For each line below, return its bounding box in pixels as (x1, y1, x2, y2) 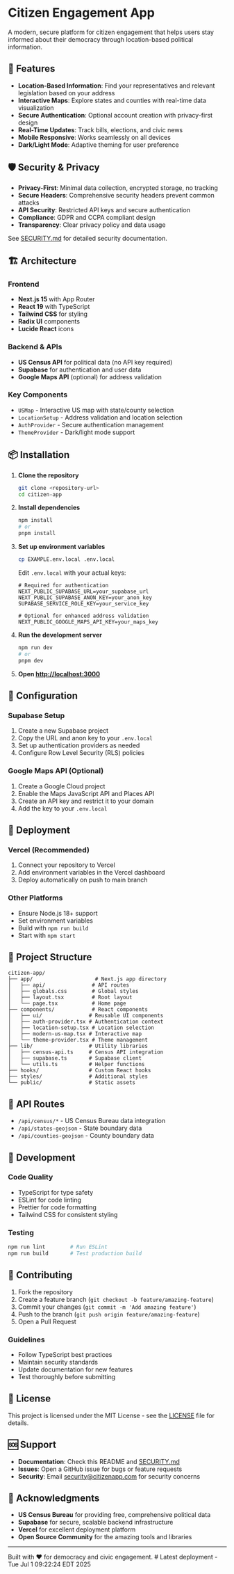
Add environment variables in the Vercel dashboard (17, 868, 165, 877)
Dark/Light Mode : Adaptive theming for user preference (17, 141, 179, 149)
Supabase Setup (8, 710, 65, 720)
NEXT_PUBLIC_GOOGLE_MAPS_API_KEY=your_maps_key (17, 618, 158, 626)
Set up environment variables (17, 543, 106, 551)
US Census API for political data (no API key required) (17, 358, 173, 366)
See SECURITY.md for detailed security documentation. (8, 234, 167, 242)
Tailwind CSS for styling (17, 310, 88, 318)
